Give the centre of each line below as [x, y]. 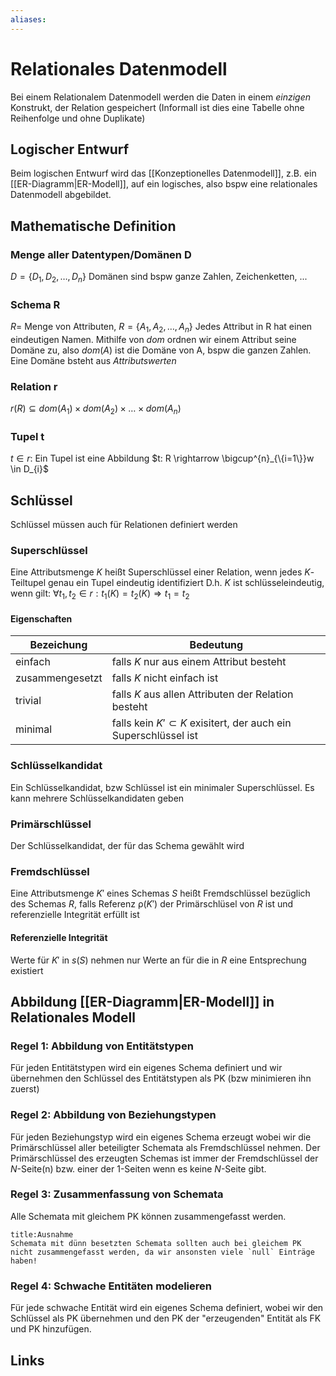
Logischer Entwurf [70, 149]
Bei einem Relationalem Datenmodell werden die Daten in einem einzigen [161, 97]
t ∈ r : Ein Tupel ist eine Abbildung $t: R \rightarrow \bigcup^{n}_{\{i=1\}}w [162, 458]
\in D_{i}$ [29, 469]
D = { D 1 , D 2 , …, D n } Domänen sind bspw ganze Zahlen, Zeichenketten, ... [159, 278]
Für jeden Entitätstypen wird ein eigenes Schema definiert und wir [146, 1068]
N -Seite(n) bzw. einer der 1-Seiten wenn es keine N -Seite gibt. [138, 1168]
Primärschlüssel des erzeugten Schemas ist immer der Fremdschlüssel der [164, 1158]
